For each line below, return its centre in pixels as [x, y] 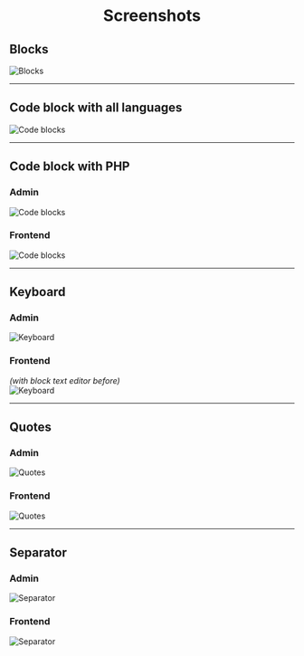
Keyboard [38, 292]
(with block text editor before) [65, 380]
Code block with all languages [96, 108]
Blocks [29, 49]
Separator [38, 553]
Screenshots [152, 16]
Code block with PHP [70, 167]
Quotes [31, 428]
